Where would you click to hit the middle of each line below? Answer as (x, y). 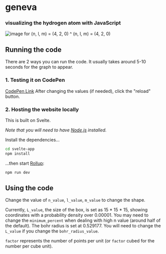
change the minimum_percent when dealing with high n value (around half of (83, 220)
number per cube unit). (29, 246)
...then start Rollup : (25, 163)
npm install (18, 154)
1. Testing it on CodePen (35, 80)
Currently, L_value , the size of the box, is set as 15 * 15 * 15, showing (76, 210)
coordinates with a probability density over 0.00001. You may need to (77, 215)
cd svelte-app (20, 149)
